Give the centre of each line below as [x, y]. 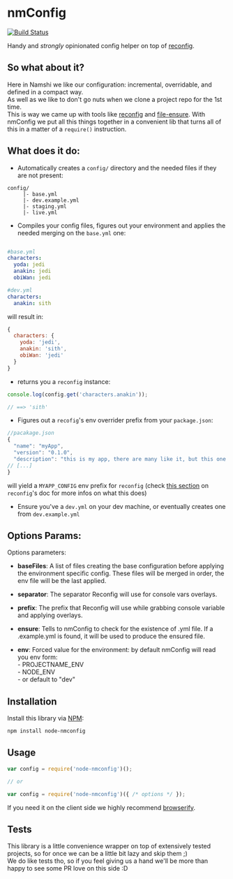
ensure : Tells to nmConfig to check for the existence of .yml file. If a [115, 629]
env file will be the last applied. [62, 581]
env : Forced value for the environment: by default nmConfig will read [116, 650]
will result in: [25, 316]
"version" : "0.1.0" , [43, 453]
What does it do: [44, 151]
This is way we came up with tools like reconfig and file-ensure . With [106, 114]
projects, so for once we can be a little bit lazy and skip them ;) [98, 854]
